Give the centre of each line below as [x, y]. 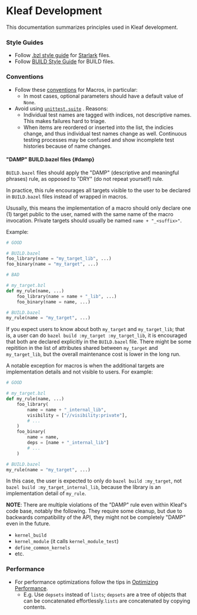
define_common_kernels [42, 548]
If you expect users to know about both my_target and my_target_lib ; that [96, 329]
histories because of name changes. [67, 146]
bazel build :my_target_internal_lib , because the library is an [84, 487]
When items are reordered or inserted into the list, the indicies [98, 127]
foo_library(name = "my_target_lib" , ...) [59, 259]
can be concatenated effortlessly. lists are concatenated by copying [107, 601]
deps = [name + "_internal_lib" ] [68, 443]
